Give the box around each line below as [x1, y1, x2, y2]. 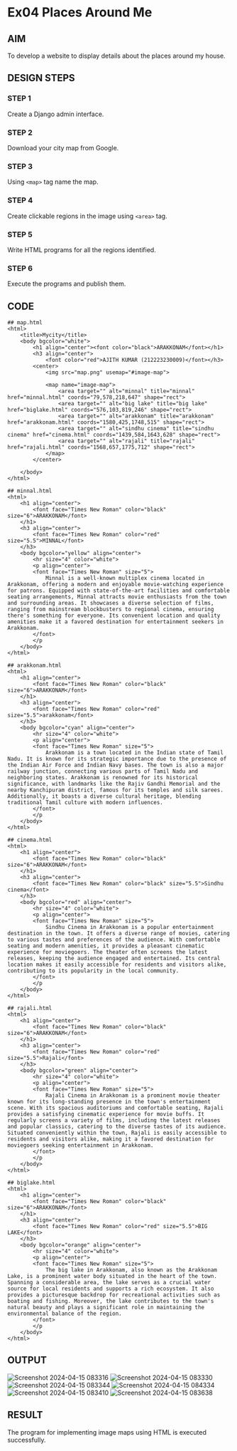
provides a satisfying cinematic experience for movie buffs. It [7, 1111, 204, 1118]
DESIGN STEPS [7, 72, 76, 84]
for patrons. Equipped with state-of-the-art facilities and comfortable [7, 587, 231, 594]
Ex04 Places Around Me [7, 4, 153, 21]
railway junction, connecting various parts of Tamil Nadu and [7, 767, 199, 775]
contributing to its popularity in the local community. [7, 967, 180, 974]
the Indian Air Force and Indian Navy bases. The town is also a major [7, 761, 224, 769]
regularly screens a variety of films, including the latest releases [7, 1116, 221, 1124]
